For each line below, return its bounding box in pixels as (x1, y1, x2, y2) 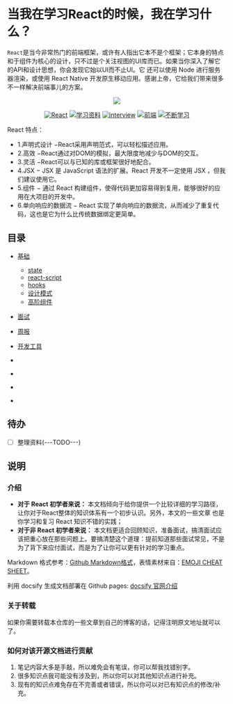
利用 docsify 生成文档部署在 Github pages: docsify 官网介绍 (7, 582, 178, 590)
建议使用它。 (23, 175, 61, 183)
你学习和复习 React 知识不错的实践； (17, 518, 123, 526)
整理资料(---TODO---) (17, 438, 81, 446)
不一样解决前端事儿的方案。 (7, 83, 87, 91)
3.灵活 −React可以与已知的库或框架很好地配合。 (17, 157, 155, 166)
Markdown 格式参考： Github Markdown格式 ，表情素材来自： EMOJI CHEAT (7, 558, 223, 567)
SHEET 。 (7, 567, 33, 575)
